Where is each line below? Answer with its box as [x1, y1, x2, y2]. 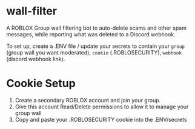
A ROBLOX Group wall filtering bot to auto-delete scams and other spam [6, 24, 187, 31]
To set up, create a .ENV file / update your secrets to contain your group [6, 42, 185, 50]
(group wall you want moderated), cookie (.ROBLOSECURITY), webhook [6, 48, 182, 56]
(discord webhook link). [6, 55, 65, 62]
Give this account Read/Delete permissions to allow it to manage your [15, 103, 189, 110]
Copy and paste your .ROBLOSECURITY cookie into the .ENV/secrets [15, 116, 187, 123]
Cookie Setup [6, 77, 76, 90]
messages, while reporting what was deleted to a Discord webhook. [6, 30, 176, 38]
